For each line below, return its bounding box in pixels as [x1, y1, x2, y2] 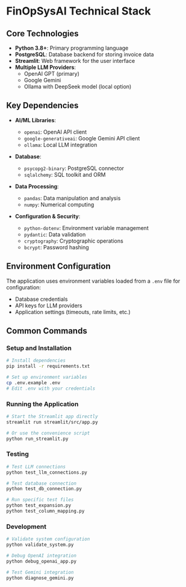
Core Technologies [6, 28, 79, 39]
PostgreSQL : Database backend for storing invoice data [14, 51, 155, 58]
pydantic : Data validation [23, 231, 86, 238]
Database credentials [14, 295, 68, 303]
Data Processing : [14, 183, 59, 190]
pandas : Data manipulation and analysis [23, 194, 121, 202]
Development [6, 522, 47, 531]
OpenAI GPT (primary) [23, 70, 80, 77]
